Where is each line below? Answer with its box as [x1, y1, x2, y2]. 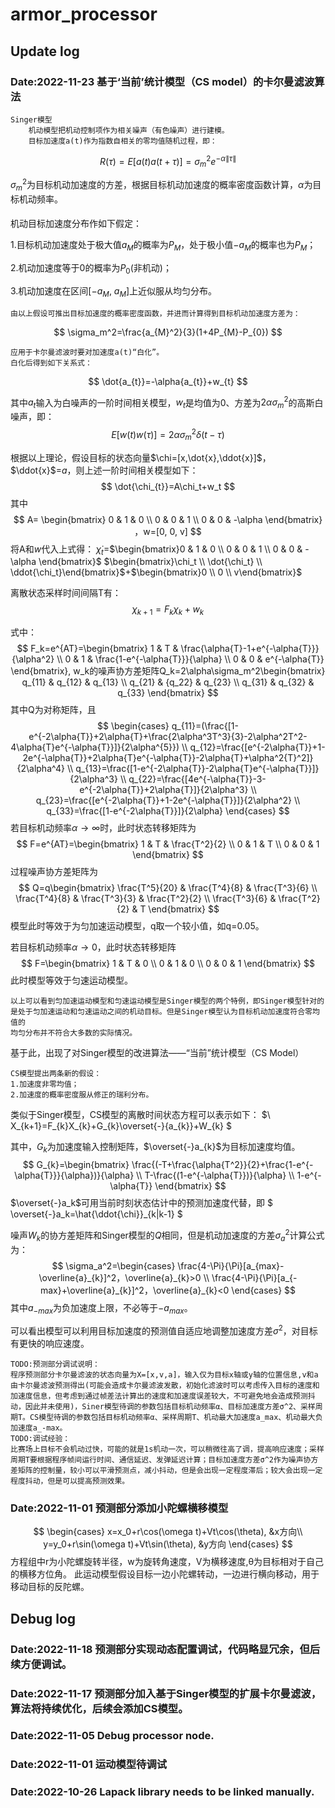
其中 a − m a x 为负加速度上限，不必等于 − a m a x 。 [10, 1301, 193, 1316]
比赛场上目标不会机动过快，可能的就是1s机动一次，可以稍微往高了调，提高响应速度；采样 [10, 1444, 325, 1454]
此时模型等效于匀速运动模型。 [10, 974, 133, 987]
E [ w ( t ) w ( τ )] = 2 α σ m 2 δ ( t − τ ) [111, 427, 225, 443]
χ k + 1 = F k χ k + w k [131, 603, 205, 618]
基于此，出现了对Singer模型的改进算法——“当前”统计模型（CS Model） [10, 1047, 305, 1059]
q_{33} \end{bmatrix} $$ [117, 687, 219, 699]
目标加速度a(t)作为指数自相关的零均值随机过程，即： [28, 136, 218, 146]
